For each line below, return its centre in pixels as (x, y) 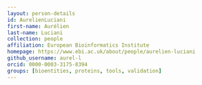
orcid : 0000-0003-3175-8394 (48, 64)
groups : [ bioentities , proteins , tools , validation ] (84, 71)
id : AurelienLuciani (37, 20)
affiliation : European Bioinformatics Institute (78, 45)
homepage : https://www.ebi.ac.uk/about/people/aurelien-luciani (101, 52)
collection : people (35, 39)
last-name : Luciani (35, 33)
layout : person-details (41, 13)
